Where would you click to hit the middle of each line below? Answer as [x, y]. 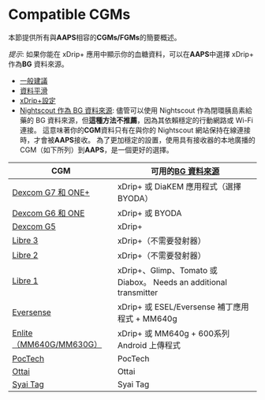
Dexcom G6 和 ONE [49, 213]
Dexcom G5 [34, 226]
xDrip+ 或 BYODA [149, 213]
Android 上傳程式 [149, 345]
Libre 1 [25, 280]
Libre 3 [25, 240]
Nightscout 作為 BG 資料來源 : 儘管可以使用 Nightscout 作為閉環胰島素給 [136, 110]
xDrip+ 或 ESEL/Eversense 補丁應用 [183, 307]
